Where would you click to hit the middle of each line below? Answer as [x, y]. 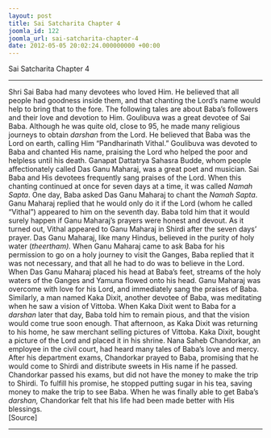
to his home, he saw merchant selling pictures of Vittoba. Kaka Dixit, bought [134, 332]
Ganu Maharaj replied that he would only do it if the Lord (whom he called [130, 203]
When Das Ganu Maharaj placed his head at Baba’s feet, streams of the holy [135, 272]
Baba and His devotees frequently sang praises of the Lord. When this [125, 177]
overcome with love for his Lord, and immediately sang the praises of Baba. [134, 289]
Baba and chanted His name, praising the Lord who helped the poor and [128, 152]
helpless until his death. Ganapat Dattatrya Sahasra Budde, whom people [130, 161]
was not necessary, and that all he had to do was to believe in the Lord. [126, 264]
